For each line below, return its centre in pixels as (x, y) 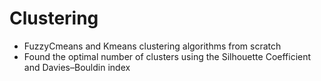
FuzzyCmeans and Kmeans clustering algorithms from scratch (152, 46)
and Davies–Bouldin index (77, 67)
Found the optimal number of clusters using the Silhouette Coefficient (167, 56)
